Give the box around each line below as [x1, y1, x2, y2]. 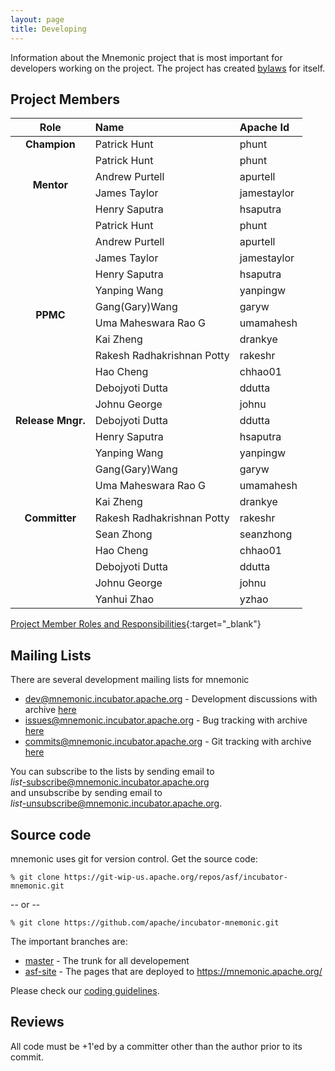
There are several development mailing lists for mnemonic [10, 674, 250, 686]
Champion [24, 137, 76, 151]
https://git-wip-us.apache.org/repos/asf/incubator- [63, 872, 288, 882]
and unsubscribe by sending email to [10, 787, 163, 799]
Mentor [32, 178, 69, 192]
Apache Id [239, 121, 290, 135]
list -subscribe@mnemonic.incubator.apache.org [10, 776, 210, 788]
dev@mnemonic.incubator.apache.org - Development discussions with [24, 693, 318, 705]
